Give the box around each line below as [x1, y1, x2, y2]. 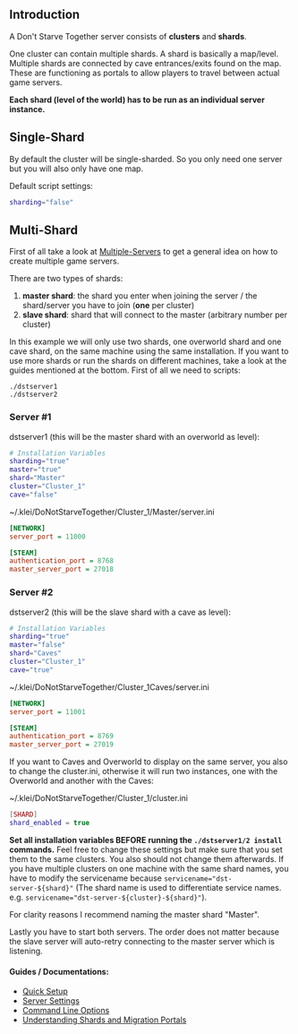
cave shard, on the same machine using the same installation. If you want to [9, 346, 289, 357]
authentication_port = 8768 [9, 556, 115, 565]
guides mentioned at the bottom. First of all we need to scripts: [9, 365, 242, 375]
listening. [9, 945, 43, 956]
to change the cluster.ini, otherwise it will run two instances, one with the [9, 766, 278, 777]
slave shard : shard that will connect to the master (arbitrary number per [21, 309, 288, 321]
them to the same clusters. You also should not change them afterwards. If [9, 853, 285, 864]
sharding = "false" [9, 197, 74, 207]
